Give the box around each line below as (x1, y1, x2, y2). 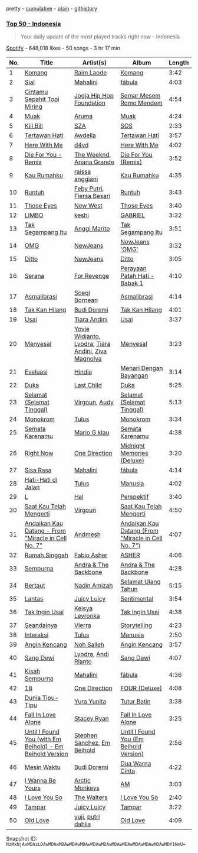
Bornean (74, 296, 98, 304)
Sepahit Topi (24, 95, 60, 103)
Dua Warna (120, 760, 151, 768)
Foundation (74, 99, 106, 107)
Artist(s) (82, 59, 107, 67)
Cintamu (24, 88, 48, 96)
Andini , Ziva (74, 347, 107, 355)
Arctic (74, 777, 91, 785)
